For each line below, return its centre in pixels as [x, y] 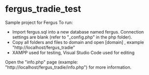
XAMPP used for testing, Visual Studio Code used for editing [73, 53]
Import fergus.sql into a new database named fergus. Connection [78, 32]
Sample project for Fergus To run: [39, 22]
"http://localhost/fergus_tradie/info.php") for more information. [68, 67]
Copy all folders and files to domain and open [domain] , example [78, 42]
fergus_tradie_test [43, 9]
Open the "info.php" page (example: [42, 62]
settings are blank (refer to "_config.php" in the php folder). [72, 37]
